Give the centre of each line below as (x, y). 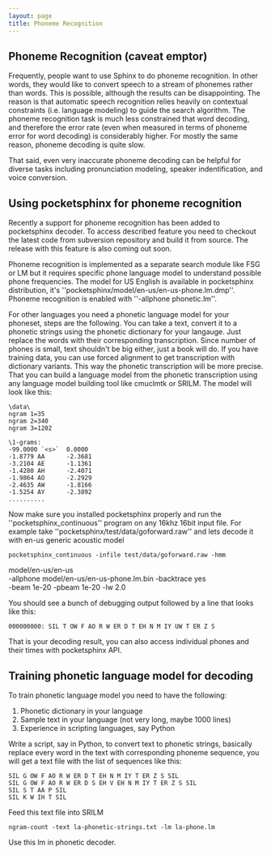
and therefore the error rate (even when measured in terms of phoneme (128, 127)
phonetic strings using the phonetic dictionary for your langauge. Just (125, 332)
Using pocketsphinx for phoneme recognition (125, 203)
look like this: (30, 392)
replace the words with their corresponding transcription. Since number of (132, 341)
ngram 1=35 (27, 415)
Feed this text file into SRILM (56, 812)
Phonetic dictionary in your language (81, 711)
